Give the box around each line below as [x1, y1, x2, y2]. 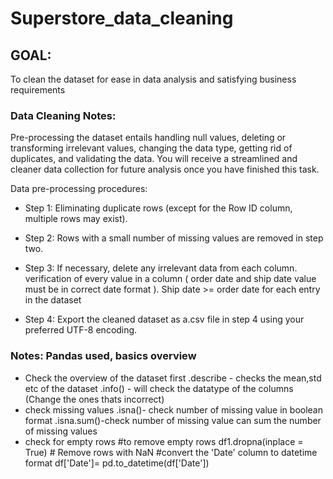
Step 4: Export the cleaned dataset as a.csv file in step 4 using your [24, 313, 305, 326]
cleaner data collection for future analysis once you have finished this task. [10, 163, 320, 176]
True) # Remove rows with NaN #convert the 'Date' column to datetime [24, 446, 318, 458]
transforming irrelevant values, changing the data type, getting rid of [10, 142, 293, 154]
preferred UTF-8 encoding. [24, 324, 138, 336]
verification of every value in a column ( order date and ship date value [24, 273, 317, 285]
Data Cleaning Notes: [10, 108, 117, 122]
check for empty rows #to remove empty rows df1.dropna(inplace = [24, 435, 304, 447]
